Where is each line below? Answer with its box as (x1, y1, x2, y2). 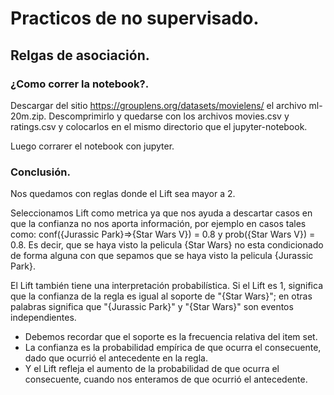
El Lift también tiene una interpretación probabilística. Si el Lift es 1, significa (10, 280, 323, 292)
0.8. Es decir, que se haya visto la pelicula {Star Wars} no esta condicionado (10, 239, 324, 251)
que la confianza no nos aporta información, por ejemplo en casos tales (10, 218, 307, 230)
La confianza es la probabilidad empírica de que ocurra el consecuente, (24, 342, 322, 354)
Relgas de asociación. (10, 47, 150, 64)
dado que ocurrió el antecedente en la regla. (24, 352, 208, 364)
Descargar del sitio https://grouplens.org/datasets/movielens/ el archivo (10, 99, 307, 111)
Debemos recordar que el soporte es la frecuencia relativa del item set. (24, 331, 318, 343)
